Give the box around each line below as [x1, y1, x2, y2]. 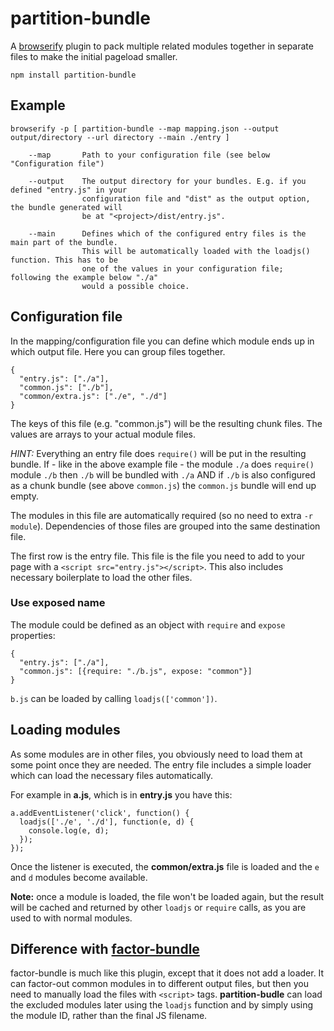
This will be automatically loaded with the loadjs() [81, 246, 311, 256]
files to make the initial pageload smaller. [10, 50, 178, 62]
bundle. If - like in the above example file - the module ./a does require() [10, 458, 315, 470]
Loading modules [10, 722, 121, 739]
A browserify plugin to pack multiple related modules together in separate [10, 40, 314, 52]
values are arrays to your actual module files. [10, 428, 196, 440]
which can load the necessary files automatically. [10, 769, 213, 781]
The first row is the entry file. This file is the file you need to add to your [10, 550, 305, 562]
